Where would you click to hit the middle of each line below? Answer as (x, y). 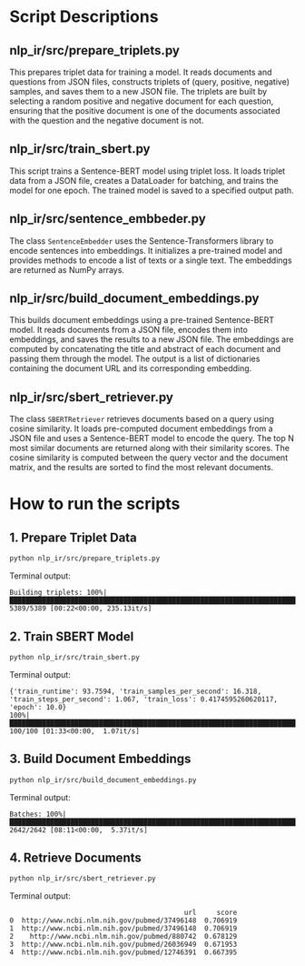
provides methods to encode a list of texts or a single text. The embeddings (151, 260)
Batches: (26, 814)
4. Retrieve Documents (76, 857)
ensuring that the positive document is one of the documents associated (145, 111)
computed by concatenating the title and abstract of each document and (145, 349)
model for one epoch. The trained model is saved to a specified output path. (152, 190)
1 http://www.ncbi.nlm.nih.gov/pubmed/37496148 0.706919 (123, 929)
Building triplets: (46, 593)
